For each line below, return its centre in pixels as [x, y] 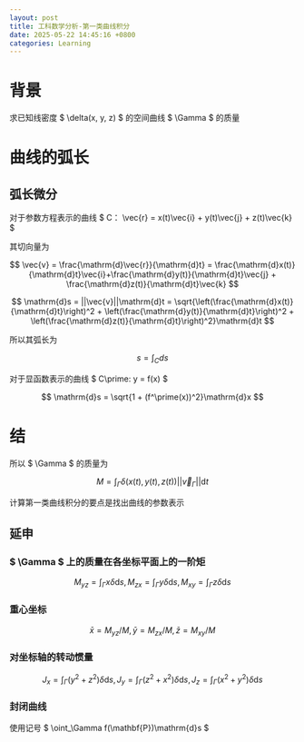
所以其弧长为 [33, 340]
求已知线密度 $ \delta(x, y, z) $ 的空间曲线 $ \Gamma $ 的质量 [125, 118]
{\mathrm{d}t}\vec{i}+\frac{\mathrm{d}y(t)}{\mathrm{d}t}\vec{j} [149, 274]
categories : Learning [50, 43]
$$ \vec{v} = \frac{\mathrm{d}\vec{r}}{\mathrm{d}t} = [111, 265]
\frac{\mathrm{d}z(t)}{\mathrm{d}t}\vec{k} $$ [152, 284]
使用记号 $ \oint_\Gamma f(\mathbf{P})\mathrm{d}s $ [109, 728]
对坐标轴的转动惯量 [51, 658]
